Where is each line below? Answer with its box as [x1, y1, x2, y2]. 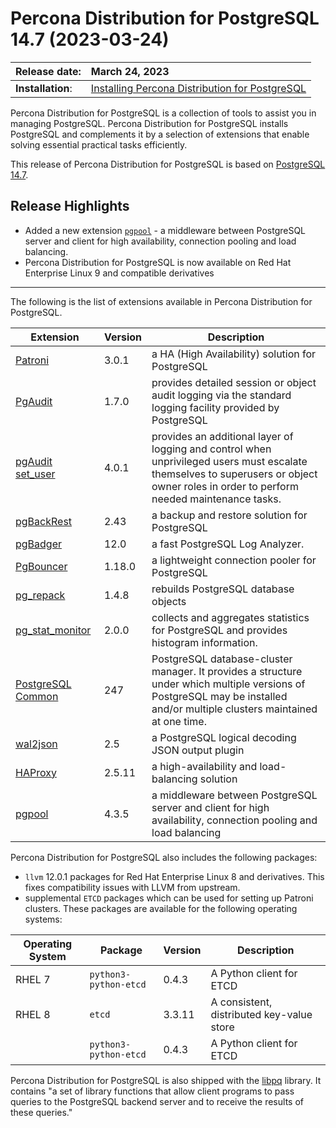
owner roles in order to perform [151, 479, 299, 493]
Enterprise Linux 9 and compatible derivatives [24, 267, 215, 279]
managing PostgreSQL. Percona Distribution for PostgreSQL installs [10, 117, 289, 129]
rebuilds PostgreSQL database [151, 582, 295, 596]
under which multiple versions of [151, 677, 306, 691]
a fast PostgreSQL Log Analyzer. [151, 537, 305, 551]
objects [151, 594, 187, 608]
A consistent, [210, 995, 273, 1009]
